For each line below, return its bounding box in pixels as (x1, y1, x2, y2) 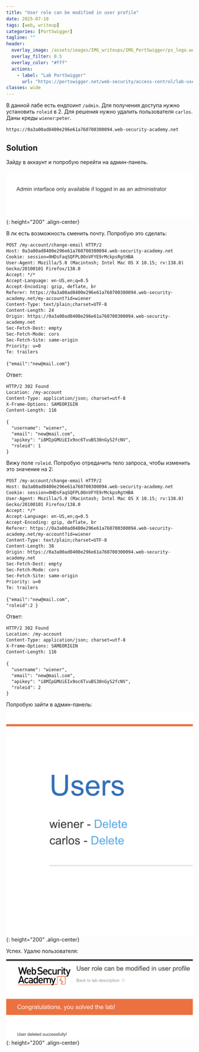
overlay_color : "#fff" (11, 59, 68, 65)
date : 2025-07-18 (6, 15, 49, 22)
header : (6, 41, 25, 47)
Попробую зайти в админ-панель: (6, 701, 93, 708)
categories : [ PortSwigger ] (6, 29, 73, 34)
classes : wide (6, 85, 41, 91)
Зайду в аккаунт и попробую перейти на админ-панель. (6, 158, 148, 166)
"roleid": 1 (11, 443, 41, 449)
